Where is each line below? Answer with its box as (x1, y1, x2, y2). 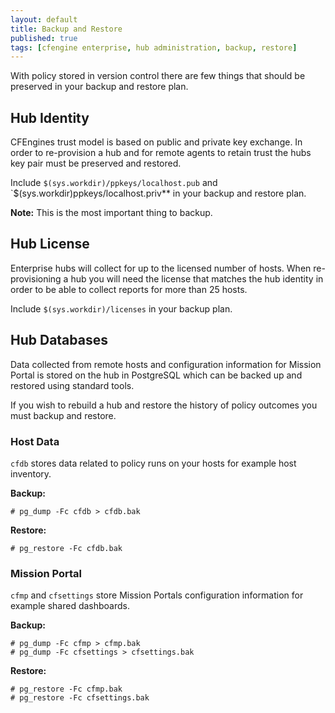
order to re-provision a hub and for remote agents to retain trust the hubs (10, 147, 312, 159)
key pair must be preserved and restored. (10, 157, 182, 170)
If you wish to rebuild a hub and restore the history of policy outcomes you (10, 399, 318, 411)
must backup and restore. (10, 409, 117, 421)
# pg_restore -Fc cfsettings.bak (10, 693, 150, 703)
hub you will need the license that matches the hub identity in (70, 272, 324, 285)
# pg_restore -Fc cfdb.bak (10, 543, 123, 553)
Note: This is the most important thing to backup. (10, 207, 213, 219)
